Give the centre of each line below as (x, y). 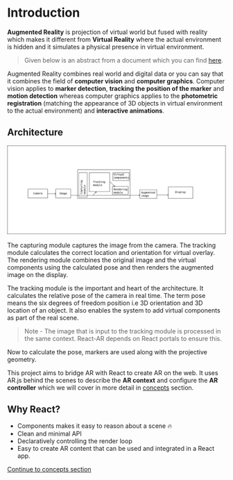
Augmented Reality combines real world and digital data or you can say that (115, 74)
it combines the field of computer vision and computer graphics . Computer (116, 81)
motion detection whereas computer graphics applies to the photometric (113, 96)
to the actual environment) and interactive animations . (86, 110)
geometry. (22, 359)
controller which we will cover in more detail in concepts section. (101, 388)
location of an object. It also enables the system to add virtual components (114, 310)
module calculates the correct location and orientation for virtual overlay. (111, 252)
